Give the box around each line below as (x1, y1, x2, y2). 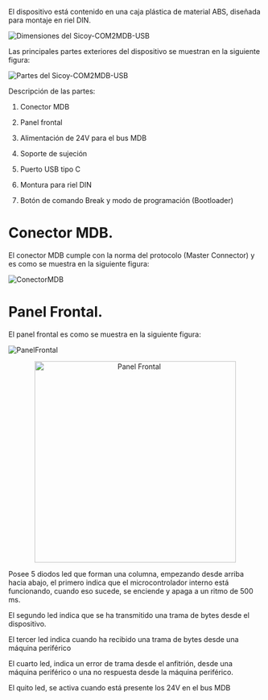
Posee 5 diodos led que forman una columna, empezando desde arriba (8, 569, 244, 578)
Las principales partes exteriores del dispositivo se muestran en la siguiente (8, 47, 260, 56)
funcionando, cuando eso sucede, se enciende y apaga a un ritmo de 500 (8, 586, 254, 595)
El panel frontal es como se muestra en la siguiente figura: (8, 329, 201, 339)
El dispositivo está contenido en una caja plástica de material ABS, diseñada (8, 7, 261, 16)
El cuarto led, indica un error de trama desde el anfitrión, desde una (8, 658, 233, 668)
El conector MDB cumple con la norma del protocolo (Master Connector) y (8, 250, 255, 260)
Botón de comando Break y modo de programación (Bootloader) (19, 196, 234, 205)
